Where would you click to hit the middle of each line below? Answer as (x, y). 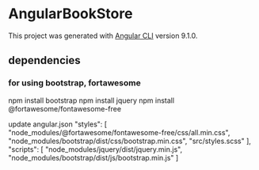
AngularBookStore (70, 14)
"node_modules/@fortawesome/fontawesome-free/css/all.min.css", (119, 132)
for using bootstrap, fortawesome (74, 83)
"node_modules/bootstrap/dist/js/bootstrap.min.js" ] (93, 157)
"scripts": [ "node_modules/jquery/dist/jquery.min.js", (95, 149)
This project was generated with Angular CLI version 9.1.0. (103, 36)
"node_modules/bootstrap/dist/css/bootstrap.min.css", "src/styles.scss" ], (130, 141)
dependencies (44, 60)
